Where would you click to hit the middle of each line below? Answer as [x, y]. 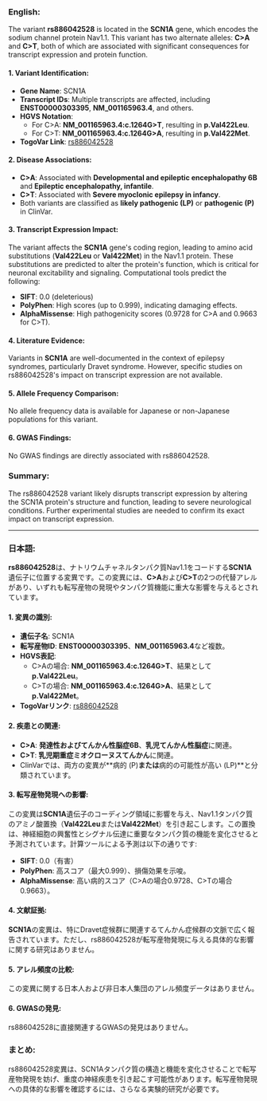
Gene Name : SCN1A [53, 91]
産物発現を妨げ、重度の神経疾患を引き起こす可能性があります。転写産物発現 [133, 1079]
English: [25, 12]
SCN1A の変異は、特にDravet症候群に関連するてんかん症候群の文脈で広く [128, 929]
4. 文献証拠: [28, 910]
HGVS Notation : [46, 116]
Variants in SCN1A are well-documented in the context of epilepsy [116, 358]
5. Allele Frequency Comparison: [64, 393]
